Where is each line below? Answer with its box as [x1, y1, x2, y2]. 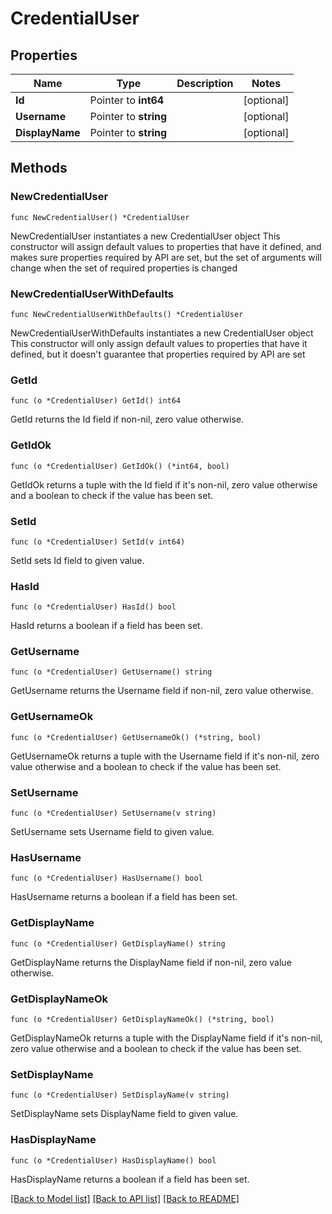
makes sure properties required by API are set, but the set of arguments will [10, 251, 322, 263]
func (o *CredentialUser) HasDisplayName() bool [10, 1155, 217, 1166]
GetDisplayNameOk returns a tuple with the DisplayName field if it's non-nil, [10, 1032, 323, 1044]
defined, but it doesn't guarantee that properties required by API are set [10, 348, 306, 360]
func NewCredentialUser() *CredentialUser [10, 212, 190, 222]
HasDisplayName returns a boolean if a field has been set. [10, 1173, 250, 1185]
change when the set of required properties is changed [10, 262, 238, 274]
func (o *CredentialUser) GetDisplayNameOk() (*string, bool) [10, 1014, 275, 1024]
